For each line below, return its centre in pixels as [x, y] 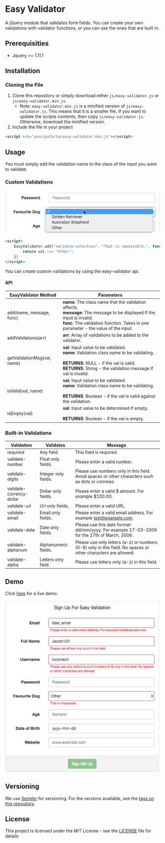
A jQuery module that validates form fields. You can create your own [74, 23]
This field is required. [96, 452]
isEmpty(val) [20, 413]
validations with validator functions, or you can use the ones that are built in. [82, 28]
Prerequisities [27, 44]
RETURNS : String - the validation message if [108, 368]
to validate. [16, 169]
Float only [50, 459]
